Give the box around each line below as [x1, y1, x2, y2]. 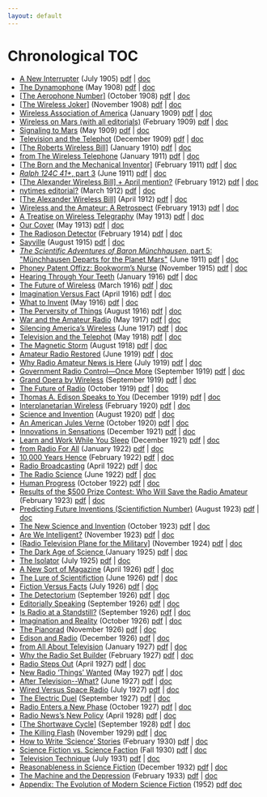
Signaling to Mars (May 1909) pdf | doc [19, 125, 150, 134]
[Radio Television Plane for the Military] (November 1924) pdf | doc [19, 538, 244, 548]
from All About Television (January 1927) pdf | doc [19, 641, 188, 651]
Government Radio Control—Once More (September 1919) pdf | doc [19, 366, 246, 376]
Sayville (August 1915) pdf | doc [19, 237, 125, 247]
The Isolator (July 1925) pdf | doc [19, 556, 131, 565]
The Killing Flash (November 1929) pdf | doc [19, 727, 167, 737]
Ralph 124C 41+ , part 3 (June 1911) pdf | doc [19, 168, 167, 178]
